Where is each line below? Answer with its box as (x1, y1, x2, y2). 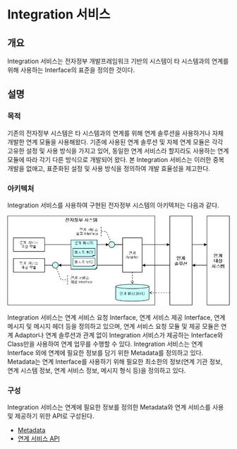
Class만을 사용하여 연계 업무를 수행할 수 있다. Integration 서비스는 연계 (7, 340, 203, 349)
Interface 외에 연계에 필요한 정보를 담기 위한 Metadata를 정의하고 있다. (7, 349, 204, 357)
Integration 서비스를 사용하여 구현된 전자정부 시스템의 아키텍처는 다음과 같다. (7, 201, 220, 209)
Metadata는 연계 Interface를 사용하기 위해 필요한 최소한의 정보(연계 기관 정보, (7, 358, 223, 366)
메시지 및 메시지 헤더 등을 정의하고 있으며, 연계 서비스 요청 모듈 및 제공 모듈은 (7, 322, 220, 331)
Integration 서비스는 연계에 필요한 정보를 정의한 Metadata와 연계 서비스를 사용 (7, 403, 224, 412)
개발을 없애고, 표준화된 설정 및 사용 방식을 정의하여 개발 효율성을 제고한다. (7, 164, 210, 173)
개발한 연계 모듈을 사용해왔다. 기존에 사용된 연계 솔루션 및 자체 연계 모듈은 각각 (7, 137, 224, 146)
